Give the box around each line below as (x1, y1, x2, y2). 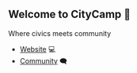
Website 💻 (19, 44, 56, 53)
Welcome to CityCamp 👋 (8, 8, 131, 21)
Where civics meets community (8, 28, 112, 38)
